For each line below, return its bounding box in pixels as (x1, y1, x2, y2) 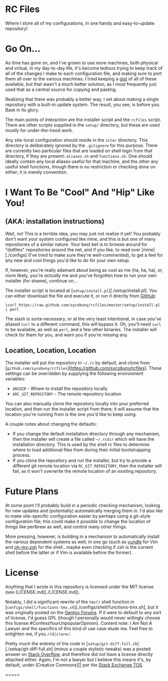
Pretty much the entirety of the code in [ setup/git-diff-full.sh (5, 640, 138, 646)
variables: (5, 375, 26, 381)
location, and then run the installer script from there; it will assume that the (5, 406, 159, 412)
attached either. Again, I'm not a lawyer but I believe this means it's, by (5, 656, 151, 662)
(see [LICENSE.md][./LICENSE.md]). (5, 589, 80, 595)
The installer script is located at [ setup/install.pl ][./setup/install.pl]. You (5, 287, 157, 294)
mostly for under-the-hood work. (5, 127, 74, 133)
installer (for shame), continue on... (5, 277, 78, 283)
